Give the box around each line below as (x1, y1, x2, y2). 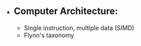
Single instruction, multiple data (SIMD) (23, 23, 135, 32)
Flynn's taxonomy (23, 31, 75, 39)
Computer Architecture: (13, 5, 118, 17)
